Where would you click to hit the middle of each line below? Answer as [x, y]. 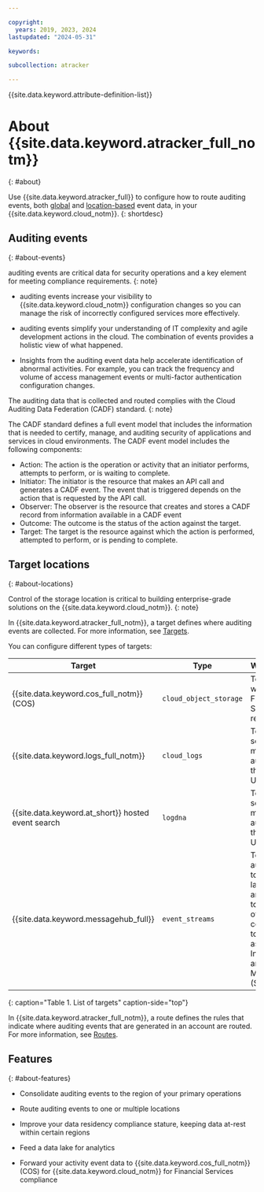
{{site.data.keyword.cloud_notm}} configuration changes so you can [130, 305]
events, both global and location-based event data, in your [103, 205]
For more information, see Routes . [63, 1034]
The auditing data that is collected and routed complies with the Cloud [122, 400]
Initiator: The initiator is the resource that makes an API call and [122, 481]
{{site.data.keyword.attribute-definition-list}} [81, 94]
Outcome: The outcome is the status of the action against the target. [130, 523]
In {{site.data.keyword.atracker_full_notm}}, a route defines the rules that [126, 1017]
